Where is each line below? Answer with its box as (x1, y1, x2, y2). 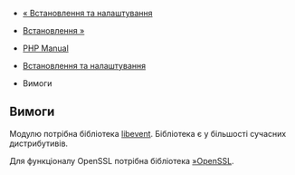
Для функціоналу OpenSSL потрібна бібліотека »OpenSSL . (9, 155, 234, 166)
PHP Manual (22, 43, 70, 53)
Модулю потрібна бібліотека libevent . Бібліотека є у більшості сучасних (9, 128, 287, 139)
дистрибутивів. (9, 138, 69, 149)
